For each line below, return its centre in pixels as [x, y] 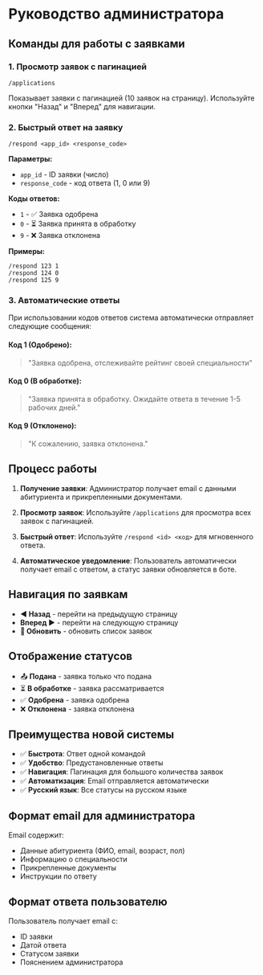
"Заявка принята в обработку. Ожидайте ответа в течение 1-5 [134, 399]
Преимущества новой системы [91, 734]
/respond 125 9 [34, 281]
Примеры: [27, 252]
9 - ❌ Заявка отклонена [60, 236]
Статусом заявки [49, 953]
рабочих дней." [54, 408]
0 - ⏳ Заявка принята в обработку [78, 224]
